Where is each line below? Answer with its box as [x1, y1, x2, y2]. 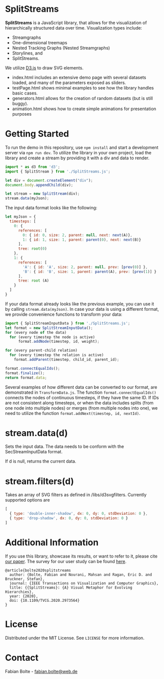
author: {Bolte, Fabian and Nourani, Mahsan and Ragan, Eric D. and [9, 572, 152, 577]
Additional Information [5, 537, 99, 548]
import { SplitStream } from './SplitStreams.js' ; [5, 169, 111, 174]
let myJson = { [5, 214, 36, 219]
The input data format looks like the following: [5, 205, 97, 211]
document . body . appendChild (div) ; [5, 182, 73, 187]
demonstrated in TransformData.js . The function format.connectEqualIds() [5, 389, 157, 395]
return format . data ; [5, 375, 47, 380]
